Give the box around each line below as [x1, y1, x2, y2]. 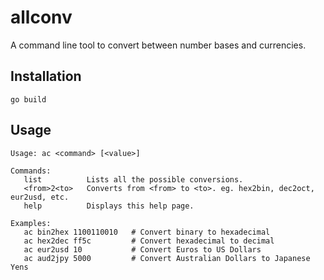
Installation [10, 68, 82, 85]
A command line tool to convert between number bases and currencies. [10, 39, 307, 51]
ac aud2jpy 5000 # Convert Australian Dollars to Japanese [23, 253, 311, 263]
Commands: [10, 166, 52, 176]
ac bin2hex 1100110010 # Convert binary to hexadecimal [23, 227, 271, 237]
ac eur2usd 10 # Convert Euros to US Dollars [23, 244, 262, 255]
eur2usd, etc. [10, 192, 70, 202]
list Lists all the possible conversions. [23, 174, 244, 185]
